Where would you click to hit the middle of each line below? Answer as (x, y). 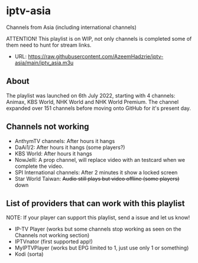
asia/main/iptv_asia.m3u (44, 63)
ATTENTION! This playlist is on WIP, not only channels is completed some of (99, 38)
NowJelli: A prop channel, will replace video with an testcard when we (100, 160)
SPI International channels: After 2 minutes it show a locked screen (96, 172)
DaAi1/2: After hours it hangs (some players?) (70, 147)
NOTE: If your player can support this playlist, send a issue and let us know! (98, 217)
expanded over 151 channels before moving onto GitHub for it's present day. (98, 108)
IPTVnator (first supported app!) (54, 242)
